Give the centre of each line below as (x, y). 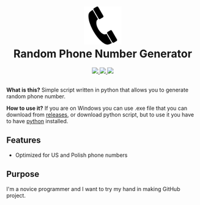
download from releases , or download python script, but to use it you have (100, 114)
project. (16, 195)
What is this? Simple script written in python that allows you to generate (97, 90)
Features (24, 140)
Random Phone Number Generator (103, 54)
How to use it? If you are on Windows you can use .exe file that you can (97, 108)
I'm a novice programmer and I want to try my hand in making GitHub (93, 189)
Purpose (23, 174)
